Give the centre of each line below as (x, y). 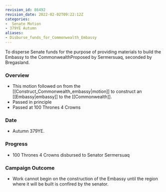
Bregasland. (17, 62)
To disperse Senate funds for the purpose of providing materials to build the (83, 52)
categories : (17, 19)
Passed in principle (32, 102)
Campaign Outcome (30, 168)
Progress (16, 144)
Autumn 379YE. (28, 131)
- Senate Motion (23, 24)
